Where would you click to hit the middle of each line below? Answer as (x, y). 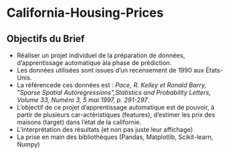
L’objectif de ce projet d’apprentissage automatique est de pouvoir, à (115, 107)
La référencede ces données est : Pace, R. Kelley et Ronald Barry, (112, 85)
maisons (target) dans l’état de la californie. (79, 122)
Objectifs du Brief (46, 39)
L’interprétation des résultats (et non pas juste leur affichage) (105, 130)
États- (214, 70)
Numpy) (28, 144)
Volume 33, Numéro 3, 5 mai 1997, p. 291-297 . (83, 100)
